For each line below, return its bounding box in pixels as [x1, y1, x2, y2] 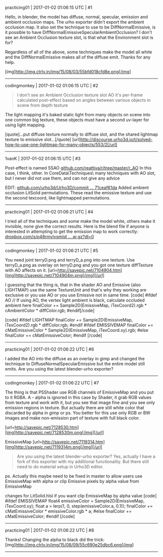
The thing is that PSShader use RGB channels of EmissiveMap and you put [5, 389, 154, 395]
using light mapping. [5, 122, 46, 128]
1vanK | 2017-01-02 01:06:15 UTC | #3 [5, 155, 81, 161]
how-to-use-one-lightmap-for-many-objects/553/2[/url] [5, 142, 117, 147]
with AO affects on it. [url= [5, 267, 58, 273]
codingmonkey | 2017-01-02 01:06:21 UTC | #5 [5, 248, 98, 253]
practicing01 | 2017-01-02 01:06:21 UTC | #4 [5, 209, 94, 215]
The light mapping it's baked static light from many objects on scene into [5, 112, 151, 117]
